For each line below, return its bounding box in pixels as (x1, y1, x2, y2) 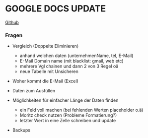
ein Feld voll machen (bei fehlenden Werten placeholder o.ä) (19, 107, 144, 113)
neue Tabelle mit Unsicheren (19, 69, 78, 74)
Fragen (5, 32, 23, 39)
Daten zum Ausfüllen (12, 88, 56, 94)
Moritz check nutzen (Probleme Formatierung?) (19, 112, 117, 118)
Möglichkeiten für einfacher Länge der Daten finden (12, 97, 119, 103)
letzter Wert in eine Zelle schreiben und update (19, 118, 116, 124)
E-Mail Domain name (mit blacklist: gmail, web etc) (19, 58, 124, 64)
